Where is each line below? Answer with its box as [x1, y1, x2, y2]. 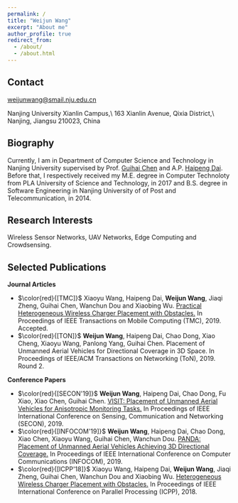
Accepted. [17, 324, 48, 332]
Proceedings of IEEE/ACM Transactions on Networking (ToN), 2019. [17, 355, 216, 363]
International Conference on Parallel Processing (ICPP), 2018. [17, 487, 198, 496]
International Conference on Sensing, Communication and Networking [17, 412, 224, 421]
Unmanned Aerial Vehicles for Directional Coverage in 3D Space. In [17, 347, 215, 355]
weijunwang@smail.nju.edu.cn [7, 95, 97, 104]
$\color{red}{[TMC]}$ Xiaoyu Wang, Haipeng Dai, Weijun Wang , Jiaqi [17, 294, 223, 303]
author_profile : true [7, 30, 72, 38]
